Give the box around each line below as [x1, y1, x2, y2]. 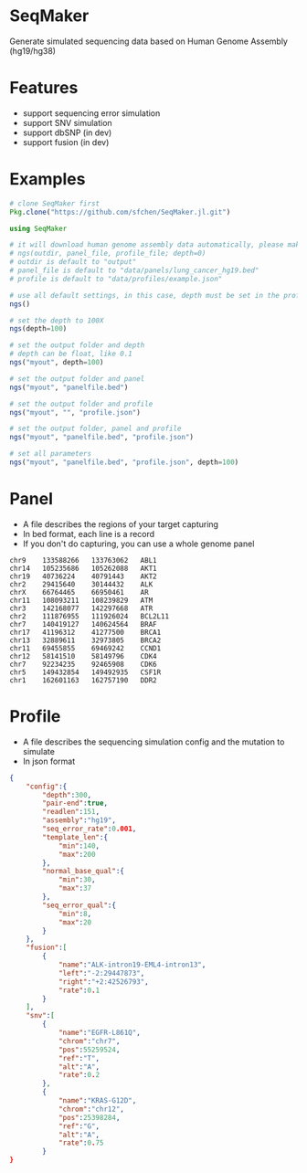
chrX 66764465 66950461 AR [9, 587, 149, 597]
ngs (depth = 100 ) [9, 324, 68, 333]
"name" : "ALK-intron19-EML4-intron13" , [58, 960, 206, 969]
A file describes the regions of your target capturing [22, 518, 219, 530]
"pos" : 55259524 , [58, 1045, 121, 1054]
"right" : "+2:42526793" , [58, 977, 149, 987]
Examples [9, 169, 86, 190]
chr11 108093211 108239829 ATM [9, 596, 153, 605]
